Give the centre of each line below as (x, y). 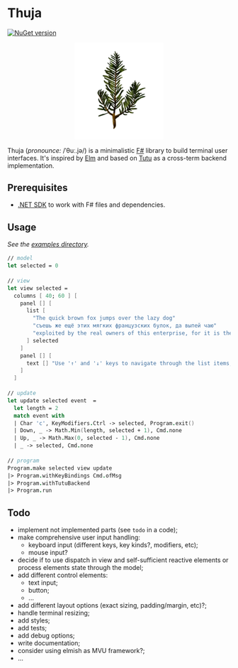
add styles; (34, 620)
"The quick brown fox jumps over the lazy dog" (104, 318)
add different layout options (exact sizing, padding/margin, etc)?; (112, 605)
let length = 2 (36, 408)
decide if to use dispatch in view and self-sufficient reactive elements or (123, 560)
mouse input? (48, 553)
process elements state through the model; (80, 568)
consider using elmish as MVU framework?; (81, 651)
